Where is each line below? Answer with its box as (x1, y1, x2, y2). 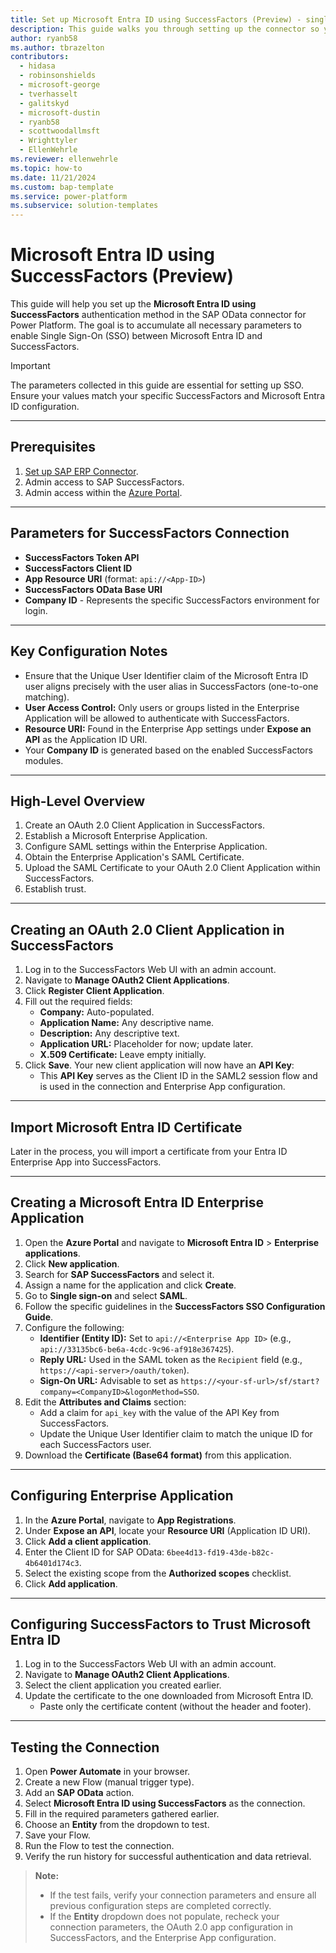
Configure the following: (24, 1321, 125, 1333)
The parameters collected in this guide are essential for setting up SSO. (10, 379, 304, 391)
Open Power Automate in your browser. (24, 1766, 191, 1778)
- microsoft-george (19, 80, 101, 90)
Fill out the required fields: (24, 996, 133, 1008)
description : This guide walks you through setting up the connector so (10, 24, 320, 34)
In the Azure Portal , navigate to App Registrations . (24, 1514, 237, 1526)
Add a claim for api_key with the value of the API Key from (39, 1406, 280, 1418)
